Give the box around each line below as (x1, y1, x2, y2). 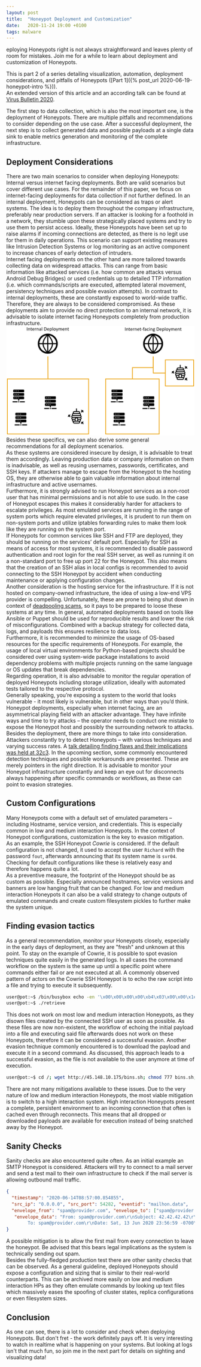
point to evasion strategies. (6, 781, 74, 788)
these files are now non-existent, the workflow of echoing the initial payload (6, 1024, 194, 1031)
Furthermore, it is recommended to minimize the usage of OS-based (6, 634, 175, 641)
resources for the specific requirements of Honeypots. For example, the (6, 640, 183, 647)
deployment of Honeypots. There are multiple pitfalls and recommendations (6, 114, 193, 121)
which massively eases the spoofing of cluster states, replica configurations (6, 1288, 194, 1296)
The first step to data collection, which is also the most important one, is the (6, 108, 193, 115)
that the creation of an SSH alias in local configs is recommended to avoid (6, 563, 188, 571)
